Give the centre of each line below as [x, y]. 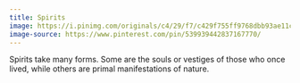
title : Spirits [37, 17]
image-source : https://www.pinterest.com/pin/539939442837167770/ [135, 34]
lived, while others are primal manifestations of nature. [109, 69]
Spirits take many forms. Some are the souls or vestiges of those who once [147, 60]
